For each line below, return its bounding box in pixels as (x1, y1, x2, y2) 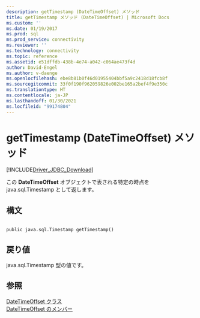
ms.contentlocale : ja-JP (6, 92, 68, 98)
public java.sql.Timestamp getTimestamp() (6, 227, 114, 233)
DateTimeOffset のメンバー (6, 305, 73, 312)
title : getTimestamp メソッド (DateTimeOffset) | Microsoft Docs (6, 14, 170, 20)
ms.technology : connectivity (6, 48, 79, 54)
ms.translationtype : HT (6, 87, 66, 93)
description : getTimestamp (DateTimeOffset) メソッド (6, 8, 140, 15)
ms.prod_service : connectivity (6, 37, 85, 43)
